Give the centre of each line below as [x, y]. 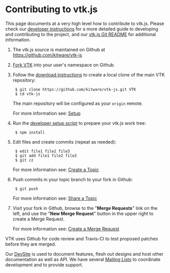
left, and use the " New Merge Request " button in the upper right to [83, 213]
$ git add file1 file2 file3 [46, 156]
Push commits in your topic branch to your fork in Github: [73, 179]
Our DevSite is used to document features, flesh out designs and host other [84, 254]
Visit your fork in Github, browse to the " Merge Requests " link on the [85, 208]
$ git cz [24, 160]
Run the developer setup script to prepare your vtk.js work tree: [79, 123]
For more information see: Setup [47, 113]
